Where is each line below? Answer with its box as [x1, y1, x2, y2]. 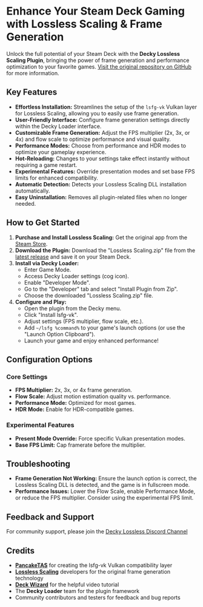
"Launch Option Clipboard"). [24, 330, 96, 337]
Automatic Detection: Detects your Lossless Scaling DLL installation [15, 180, 187, 188]
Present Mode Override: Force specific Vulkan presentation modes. [15, 435, 186, 442]
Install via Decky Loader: [15, 259, 79, 266]
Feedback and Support [6, 512, 95, 522]
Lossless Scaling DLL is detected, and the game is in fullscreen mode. [15, 481, 190, 489]
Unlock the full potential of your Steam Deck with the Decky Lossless [6, 50, 181, 57]
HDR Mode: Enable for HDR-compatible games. [15, 405, 135, 413]
